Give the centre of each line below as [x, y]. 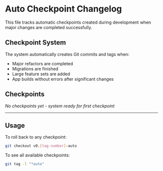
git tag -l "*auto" [25, 164]
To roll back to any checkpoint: [36, 137]
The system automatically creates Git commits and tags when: [67, 54]
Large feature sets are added [41, 74]
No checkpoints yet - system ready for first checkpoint [60, 106]
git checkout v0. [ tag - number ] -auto [41, 146]
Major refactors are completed [42, 63]
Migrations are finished [35, 69]
